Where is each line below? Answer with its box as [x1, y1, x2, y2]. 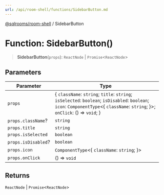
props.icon [7, 147, 33, 153]
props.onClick [7, 155, 41, 161]
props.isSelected [7, 132, 48, 138]
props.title [7, 125, 36, 131]
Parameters [5, 68, 41, 76]
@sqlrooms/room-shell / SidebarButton [5, 21, 84, 26]
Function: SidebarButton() [5, 38, 113, 49]
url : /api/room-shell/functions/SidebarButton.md [5, 7, 108, 12]
